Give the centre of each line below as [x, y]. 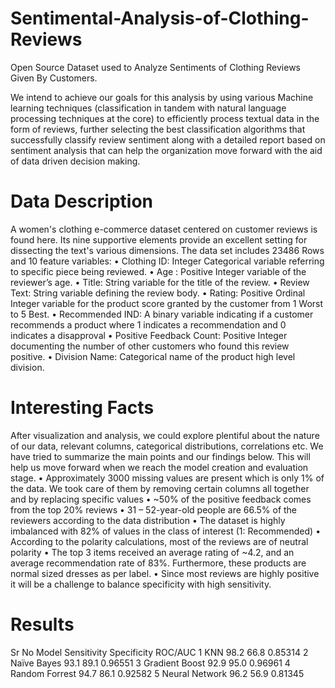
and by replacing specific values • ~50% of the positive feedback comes [161, 499]
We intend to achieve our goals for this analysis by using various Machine [162, 97]
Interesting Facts [82, 408]
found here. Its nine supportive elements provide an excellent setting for [159, 239]
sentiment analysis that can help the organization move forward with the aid [166, 150]
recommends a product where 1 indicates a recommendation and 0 [148, 324]
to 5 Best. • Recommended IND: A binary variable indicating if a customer [162, 314]
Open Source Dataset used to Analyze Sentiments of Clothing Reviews [155, 67]
